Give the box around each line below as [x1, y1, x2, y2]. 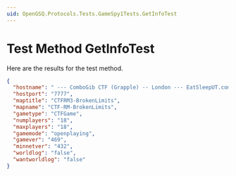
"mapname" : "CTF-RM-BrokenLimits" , [13, 103, 118, 111]
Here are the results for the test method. [6, 64, 124, 73]
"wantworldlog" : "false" [13, 156, 86, 163]
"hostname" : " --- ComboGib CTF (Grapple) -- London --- [13, 84, 184, 92]
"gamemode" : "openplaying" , [13, 130, 96, 137]
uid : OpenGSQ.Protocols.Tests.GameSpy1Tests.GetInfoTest [6, 10, 178, 18]
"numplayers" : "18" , [13, 117, 73, 124]
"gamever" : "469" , [13, 137, 68, 144]
